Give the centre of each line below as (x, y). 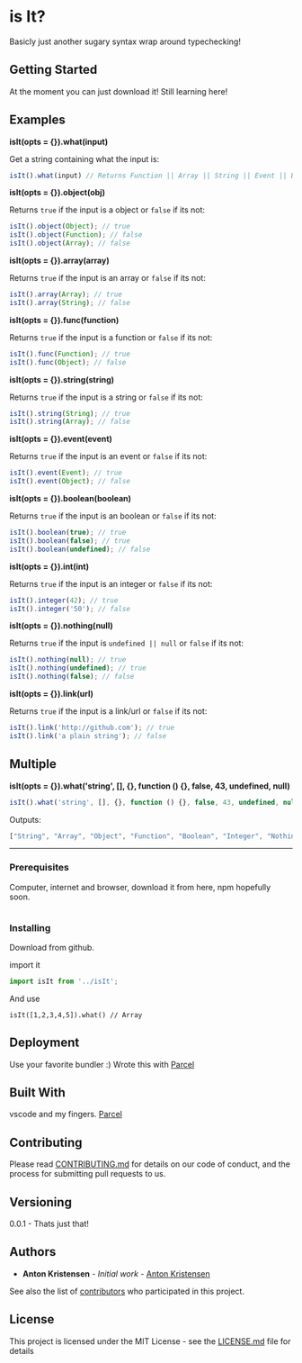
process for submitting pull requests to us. (88, 1174)
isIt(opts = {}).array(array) (59, 261)
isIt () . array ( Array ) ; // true (66, 294)
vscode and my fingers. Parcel (66, 1115)
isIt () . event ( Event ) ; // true (66, 473)
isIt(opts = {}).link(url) (52, 694)
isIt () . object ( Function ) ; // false (76, 235)
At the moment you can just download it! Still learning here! (119, 91)
